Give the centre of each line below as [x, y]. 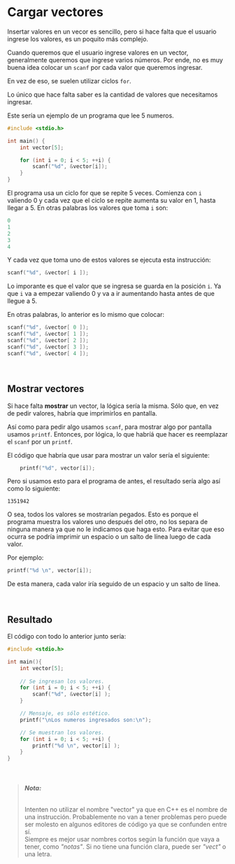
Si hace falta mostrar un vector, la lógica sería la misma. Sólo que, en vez [113, 406]
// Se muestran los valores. [62, 732]
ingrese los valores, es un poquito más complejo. [78, 38]
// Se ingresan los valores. [62, 681]
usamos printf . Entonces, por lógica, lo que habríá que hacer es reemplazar [117, 434]
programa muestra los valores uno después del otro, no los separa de [108, 522]
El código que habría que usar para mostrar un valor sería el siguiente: [108, 455]
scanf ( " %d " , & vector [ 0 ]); [48, 327]
